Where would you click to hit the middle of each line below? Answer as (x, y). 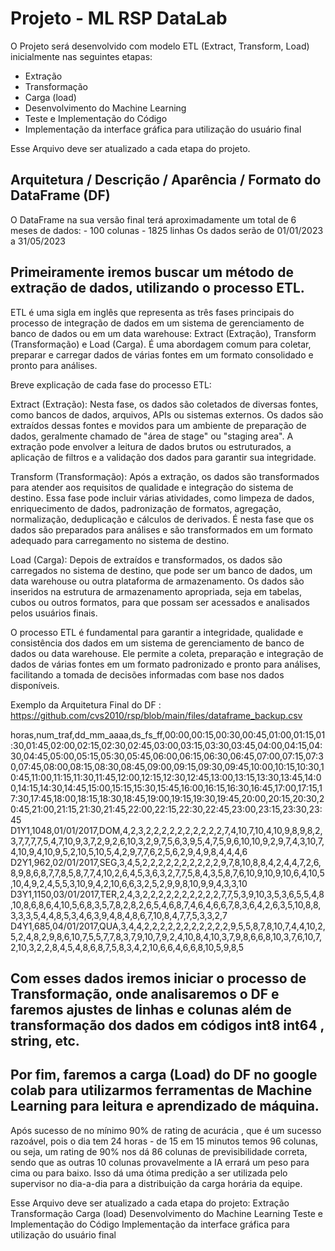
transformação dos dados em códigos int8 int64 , (167, 1025)
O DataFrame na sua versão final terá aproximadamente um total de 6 (153, 219)
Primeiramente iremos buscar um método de (152, 272)
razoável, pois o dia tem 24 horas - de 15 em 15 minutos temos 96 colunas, (164, 1141)
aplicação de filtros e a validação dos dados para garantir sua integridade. (163, 457)
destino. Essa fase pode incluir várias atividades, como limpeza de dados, (162, 498)
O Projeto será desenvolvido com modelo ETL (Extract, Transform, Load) (160, 46)
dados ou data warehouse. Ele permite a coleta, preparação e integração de (167, 653)
